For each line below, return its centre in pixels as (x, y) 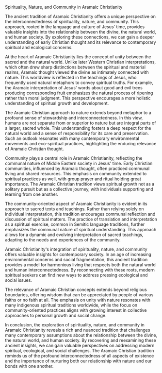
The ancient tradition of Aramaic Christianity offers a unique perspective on (81, 16)
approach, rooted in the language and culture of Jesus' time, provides (75, 27)
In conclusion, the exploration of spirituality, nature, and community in (75, 325)
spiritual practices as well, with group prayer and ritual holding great (73, 179)
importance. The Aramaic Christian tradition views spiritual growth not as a (80, 184)
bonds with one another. (29, 366)
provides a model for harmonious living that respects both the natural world (81, 265)
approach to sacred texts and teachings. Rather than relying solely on (74, 209)
